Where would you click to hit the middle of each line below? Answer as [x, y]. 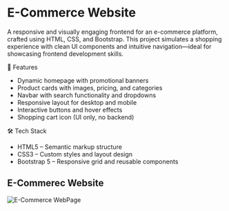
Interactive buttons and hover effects [70, 110]
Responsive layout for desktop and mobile [77, 102]
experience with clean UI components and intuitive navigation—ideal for [109, 46]
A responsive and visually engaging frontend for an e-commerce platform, [113, 32]
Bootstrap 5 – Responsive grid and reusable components [98, 161]
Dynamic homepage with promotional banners [83, 80]
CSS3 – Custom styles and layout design [75, 154]
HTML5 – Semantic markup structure [70, 147]
